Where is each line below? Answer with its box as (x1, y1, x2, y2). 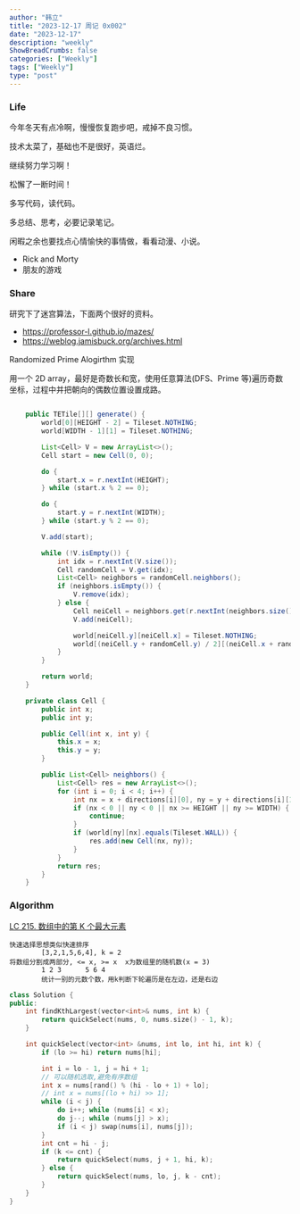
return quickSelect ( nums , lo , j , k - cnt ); (56, 1172, 221, 1181)
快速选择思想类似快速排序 (9, 940, 89, 949)
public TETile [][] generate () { (25, 410, 146, 420)
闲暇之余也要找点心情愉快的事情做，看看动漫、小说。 (9, 236, 205, 246)
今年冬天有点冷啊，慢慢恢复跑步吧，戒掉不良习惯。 (9, 122, 197, 133)
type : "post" (9, 71, 58, 80)
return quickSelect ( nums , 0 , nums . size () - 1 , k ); (41, 1015, 234, 1025)
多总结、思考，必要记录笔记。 (9, 217, 119, 228)
